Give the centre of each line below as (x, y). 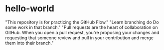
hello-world (30, 9)
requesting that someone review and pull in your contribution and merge (79, 38)
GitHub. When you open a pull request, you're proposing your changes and (82, 32)
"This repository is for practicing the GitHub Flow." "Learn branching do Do (82, 22)
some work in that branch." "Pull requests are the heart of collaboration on (82, 27)
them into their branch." (29, 43)
